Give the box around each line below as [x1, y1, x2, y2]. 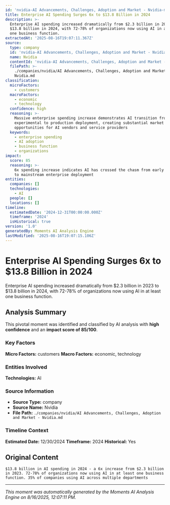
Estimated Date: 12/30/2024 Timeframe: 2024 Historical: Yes [5, 438, 136, 444]
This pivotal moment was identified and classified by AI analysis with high [5, 321, 159, 327]
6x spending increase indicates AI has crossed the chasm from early [14, 167, 164, 173]
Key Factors [5, 340, 35, 347]
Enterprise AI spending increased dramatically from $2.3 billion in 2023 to [5, 282, 159, 288]
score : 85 [10, 158, 30, 163]
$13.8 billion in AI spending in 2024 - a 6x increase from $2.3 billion [5, 467, 164, 472]
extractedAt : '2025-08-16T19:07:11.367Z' [5, 36, 94, 41]
